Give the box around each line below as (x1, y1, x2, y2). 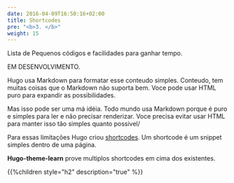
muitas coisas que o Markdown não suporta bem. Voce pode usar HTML (7, 83, 216, 92)
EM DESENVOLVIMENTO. (7, 62, 81, 71)
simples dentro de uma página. (7, 141, 97, 149)
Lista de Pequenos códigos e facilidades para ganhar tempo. (7, 49, 183, 57)
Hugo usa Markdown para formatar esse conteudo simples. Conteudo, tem (7, 76, 223, 85)
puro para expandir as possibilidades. (7, 91, 116, 100)
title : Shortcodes (7, 17, 61, 24)
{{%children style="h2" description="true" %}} (7, 168, 144, 176)
